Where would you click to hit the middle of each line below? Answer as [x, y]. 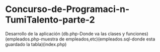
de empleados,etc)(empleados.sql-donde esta [107, 39]
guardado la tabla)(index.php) [36, 44]
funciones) [137, 33]
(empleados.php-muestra [32, 39]
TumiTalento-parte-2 [50, 20]
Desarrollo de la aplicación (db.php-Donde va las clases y [65, 33]
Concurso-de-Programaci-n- [67, 9]
